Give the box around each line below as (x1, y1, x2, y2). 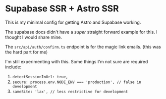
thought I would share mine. (5, 34, 62, 40)
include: (5, 64, 22, 70)
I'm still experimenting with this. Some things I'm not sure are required (5, 58, 148, 64)
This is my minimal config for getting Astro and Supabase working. (5, 19, 141, 25)
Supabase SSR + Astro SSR (5, 3, 119, 14)
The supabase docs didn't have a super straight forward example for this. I (5, 29, 158, 35)
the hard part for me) (5, 49, 48, 55)
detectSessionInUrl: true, (12, 74, 68, 79)
